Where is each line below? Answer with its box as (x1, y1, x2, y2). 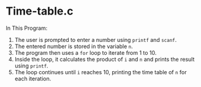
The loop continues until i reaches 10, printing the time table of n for (14, 68, 187, 75)
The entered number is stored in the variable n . (14, 43, 133, 50)
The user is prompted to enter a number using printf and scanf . (14, 36, 177, 43)
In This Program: (6, 24, 48, 32)
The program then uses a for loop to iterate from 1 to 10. (14, 49, 157, 56)
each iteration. (14, 75, 51, 82)
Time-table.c (6, 4, 74, 18)
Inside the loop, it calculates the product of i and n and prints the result (14, 55, 195, 63)
